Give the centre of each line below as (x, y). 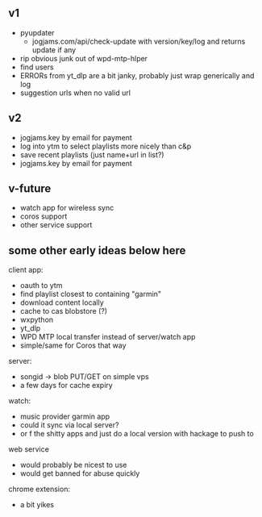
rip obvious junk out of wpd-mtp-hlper (83, 58)
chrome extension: (40, 489)
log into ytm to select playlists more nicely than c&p (106, 146)
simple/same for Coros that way (73, 345)
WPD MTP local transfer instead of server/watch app (108, 337)
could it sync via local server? (69, 425)
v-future (30, 189)
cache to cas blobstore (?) (63, 311)
